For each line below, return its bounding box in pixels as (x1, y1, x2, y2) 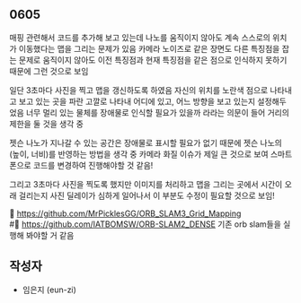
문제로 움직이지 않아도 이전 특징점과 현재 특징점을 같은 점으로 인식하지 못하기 (18, 54, 288, 65)
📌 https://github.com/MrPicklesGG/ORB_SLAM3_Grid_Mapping (9, 208, 242, 219)
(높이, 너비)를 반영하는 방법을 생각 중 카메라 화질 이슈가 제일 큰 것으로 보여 (9, 148, 269, 160)
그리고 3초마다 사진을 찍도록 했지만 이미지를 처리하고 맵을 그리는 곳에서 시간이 (9, 178, 283, 189)
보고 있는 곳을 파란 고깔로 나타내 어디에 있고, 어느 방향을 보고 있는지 (18, 96, 256, 107)
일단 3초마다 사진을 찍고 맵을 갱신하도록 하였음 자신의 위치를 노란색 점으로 (9, 84, 269, 95)
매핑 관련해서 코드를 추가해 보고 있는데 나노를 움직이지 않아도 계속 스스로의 (9, 31, 271, 43)
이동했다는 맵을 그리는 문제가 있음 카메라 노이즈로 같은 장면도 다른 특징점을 (18, 43, 280, 54)
